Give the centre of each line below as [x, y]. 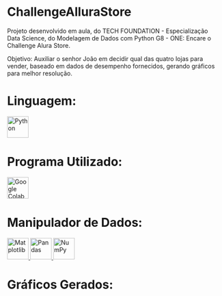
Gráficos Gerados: [60, 284]
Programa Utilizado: [65, 162]
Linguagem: [42, 101]
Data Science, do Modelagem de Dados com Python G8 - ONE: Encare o [109, 38]
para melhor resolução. [40, 73]
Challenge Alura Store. [39, 45]
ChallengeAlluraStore [69, 12]
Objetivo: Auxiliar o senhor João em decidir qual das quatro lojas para [105, 58]
